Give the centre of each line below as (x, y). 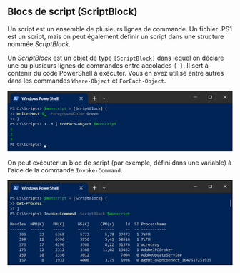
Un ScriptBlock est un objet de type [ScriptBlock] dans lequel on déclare (116, 58)
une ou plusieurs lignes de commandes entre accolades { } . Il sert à (108, 65)
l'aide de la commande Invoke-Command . (65, 170)
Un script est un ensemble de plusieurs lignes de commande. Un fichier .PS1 (120, 29)
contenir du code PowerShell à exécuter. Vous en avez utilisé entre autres (116, 73)
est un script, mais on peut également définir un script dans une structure (116, 36)
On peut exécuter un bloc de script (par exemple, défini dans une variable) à (120, 163)
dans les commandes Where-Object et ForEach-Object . (87, 81)
